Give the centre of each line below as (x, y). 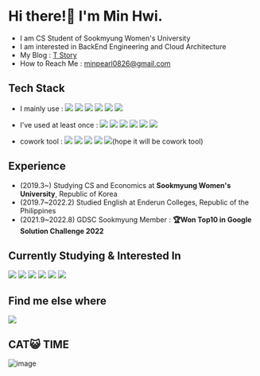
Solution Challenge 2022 (62, 231)
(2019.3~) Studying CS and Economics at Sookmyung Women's (125, 185)
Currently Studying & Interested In (95, 256)
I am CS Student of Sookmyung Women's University (105, 38)
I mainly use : (41, 108)
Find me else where (58, 301)
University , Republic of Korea (68, 194)
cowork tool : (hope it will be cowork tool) (112, 141)
